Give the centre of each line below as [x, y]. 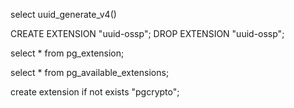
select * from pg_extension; [67, 53]
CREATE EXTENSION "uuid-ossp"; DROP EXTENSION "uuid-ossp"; [147, 33]
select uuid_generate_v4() [63, 14]
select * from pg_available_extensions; [90, 72]
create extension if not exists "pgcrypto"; [95, 92]
